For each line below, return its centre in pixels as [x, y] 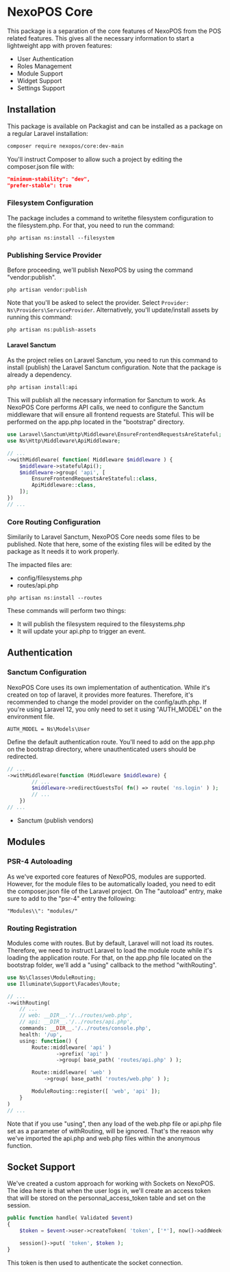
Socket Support [41, 1167]
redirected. [23, 756]
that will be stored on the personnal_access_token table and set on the [106, 1198]
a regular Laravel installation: [48, 133]
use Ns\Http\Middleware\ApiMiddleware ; [64, 441]
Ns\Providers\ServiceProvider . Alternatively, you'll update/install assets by [113, 310]
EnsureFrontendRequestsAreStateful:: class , [94, 479]
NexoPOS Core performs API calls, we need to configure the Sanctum [105, 407]
